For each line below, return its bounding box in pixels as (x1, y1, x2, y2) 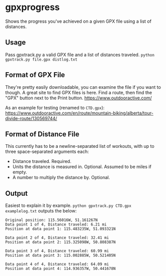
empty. (12, 169, 27, 175)
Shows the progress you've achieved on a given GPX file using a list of (5, 18, 152, 24)
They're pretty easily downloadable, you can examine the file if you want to (5, 84, 161, 90)
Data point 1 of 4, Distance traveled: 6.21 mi (5, 222, 107, 227)
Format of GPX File (5, 71, 65, 79)
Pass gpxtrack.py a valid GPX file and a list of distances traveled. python (5, 51, 155, 58)
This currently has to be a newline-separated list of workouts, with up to (5, 143, 154, 149)
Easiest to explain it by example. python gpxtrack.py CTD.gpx (5, 202, 132, 208)
